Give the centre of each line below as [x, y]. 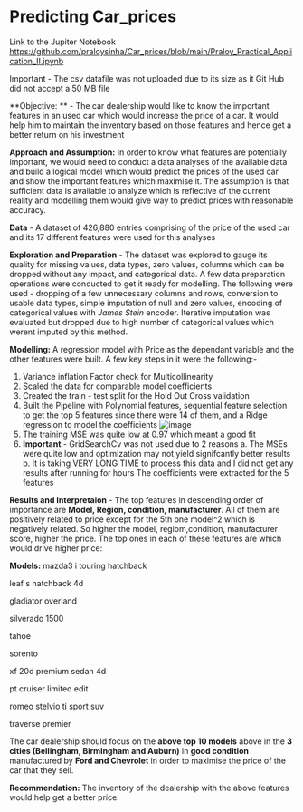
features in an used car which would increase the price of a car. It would [144, 115]
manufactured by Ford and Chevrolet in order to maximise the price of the [148, 760]
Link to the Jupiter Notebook [62, 42]
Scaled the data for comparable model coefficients [117, 386]
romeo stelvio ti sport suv [57, 706]
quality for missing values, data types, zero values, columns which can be [147, 264]
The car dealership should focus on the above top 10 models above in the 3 [151, 741]
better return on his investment [67, 134]
